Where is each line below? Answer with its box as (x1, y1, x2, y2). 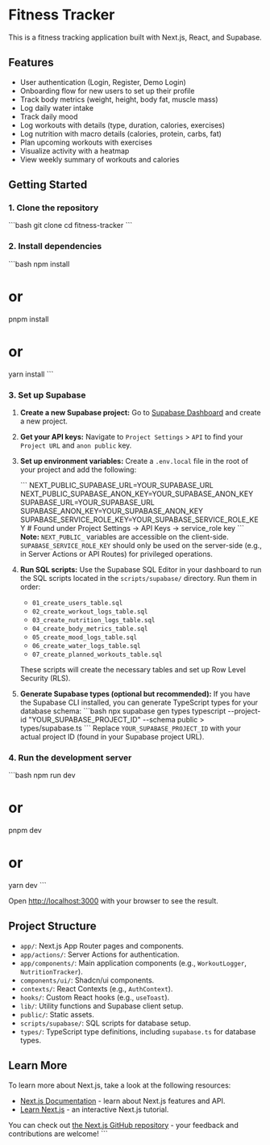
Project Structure (8, 920, 97, 933)
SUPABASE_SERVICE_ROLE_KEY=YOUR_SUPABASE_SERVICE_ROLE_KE (19, 515, 260, 524)
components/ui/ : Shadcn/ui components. (19, 975, 155, 985)
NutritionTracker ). (19, 966, 83, 976)
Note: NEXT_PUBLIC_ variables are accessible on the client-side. (19, 532, 229, 541)
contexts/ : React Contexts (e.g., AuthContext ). (19, 983, 173, 993)
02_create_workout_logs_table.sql (31, 608, 148, 616)
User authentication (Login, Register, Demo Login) (19, 77, 187, 86)
